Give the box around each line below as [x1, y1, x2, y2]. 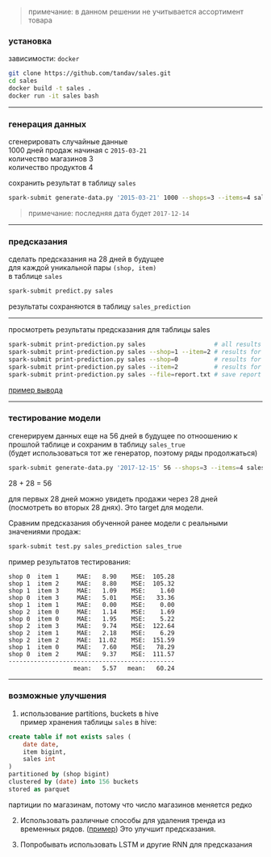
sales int [23, 755, 56, 763]
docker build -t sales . [8, 85, 92, 93]
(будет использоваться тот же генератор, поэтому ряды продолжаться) [8, 447, 258, 458]
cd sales [8, 77, 38, 85]
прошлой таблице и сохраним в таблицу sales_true [8, 439, 186, 449]
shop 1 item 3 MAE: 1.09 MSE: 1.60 [8, 586, 175, 595]
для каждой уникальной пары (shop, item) [8, 263, 157, 272]
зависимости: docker [8, 54, 80, 64]
